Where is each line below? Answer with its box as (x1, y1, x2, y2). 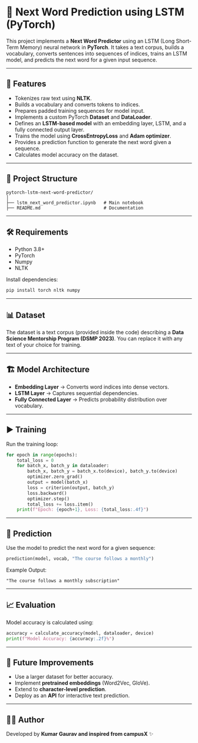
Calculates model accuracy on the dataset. (14, 151, 119, 158)
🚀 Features (6, 79, 47, 89)
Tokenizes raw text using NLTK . (14, 94, 93, 102)
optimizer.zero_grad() (27, 474, 83, 480)
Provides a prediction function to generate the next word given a (14, 138, 171, 145)
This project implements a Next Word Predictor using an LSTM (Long (6, 37, 175, 44)
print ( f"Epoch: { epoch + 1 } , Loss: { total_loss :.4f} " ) (16, 507, 149, 513)
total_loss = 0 (16, 457, 54, 463)
